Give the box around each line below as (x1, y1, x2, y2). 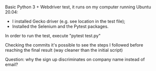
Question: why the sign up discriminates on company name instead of (5, 57, 145, 62)
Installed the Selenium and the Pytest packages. (12, 24, 109, 29)
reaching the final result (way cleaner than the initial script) (5, 47, 123, 53)
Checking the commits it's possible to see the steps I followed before (5, 42, 143, 47)
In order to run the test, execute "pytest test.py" (5, 33, 101, 38)
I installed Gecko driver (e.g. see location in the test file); (12, 19, 125, 24)
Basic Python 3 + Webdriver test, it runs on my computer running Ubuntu (5, 4, 152, 10)
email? (5, 62, 18, 67)
